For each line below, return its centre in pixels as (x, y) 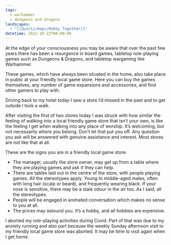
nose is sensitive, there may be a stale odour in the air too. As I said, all (87, 189)
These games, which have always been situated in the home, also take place (86, 74)
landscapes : (18, 24)
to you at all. (25, 205)
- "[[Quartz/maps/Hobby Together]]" (49, 29)
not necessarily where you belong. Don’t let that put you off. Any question (82, 132)
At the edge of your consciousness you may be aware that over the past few (85, 48)
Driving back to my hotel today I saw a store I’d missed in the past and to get (85, 100)
